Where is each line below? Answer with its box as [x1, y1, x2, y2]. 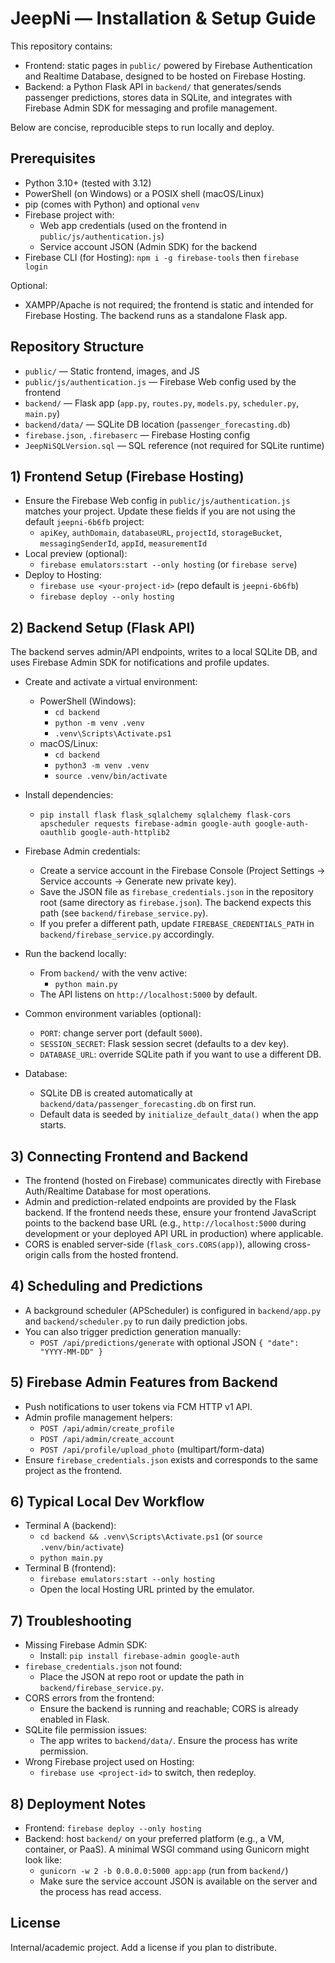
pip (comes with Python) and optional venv [24, 198, 200, 210]
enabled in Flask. [39, 1713, 110, 1726]
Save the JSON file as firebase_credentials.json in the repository [39, 886, 314, 898]
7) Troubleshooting [10, 1612, 132, 1629]
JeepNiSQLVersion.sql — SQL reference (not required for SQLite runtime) [24, 439, 325, 451]
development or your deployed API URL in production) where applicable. [24, 1228, 324, 1239]
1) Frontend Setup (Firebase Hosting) [10, 468, 245, 485]
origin [24, 1249, 50, 1261]
